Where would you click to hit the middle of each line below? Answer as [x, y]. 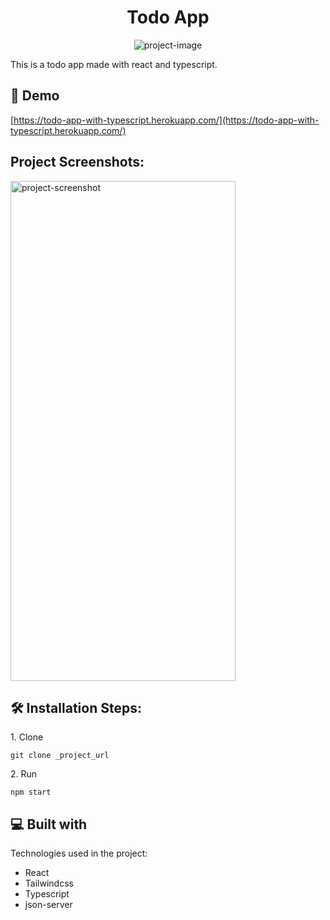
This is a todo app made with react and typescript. [114, 64]
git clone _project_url [60, 756]
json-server [48, 905]
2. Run [24, 774]
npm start [31, 792]
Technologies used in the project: [79, 853]
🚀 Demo [35, 96]
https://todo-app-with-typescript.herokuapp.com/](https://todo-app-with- [166, 120]
